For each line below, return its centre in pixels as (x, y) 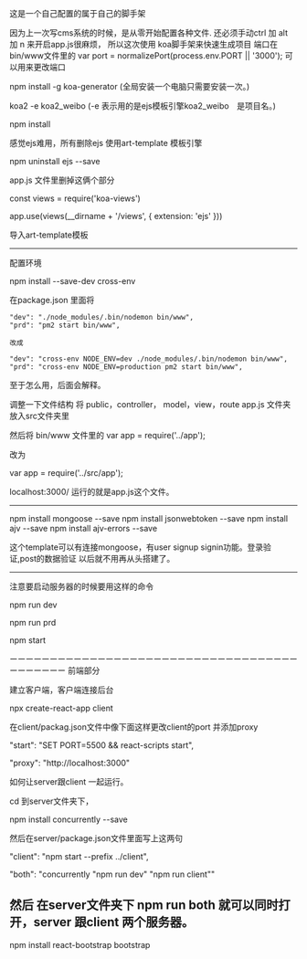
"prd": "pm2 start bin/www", (65, 325)
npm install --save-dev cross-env (73, 281)
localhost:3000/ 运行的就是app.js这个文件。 (92, 492)
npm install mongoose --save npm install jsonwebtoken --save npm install (149, 518)
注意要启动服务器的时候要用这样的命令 (81, 586)
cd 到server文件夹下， (52, 801)
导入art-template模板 (49, 235)
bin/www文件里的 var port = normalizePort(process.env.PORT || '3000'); (146, 56)
